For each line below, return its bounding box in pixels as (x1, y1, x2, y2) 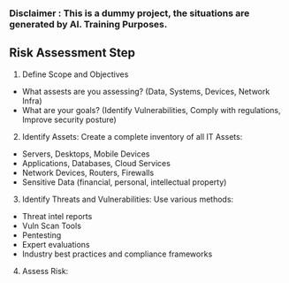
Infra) (21, 96, 42, 106)
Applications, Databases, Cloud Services (21, 157, 171, 168)
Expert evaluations (21, 239, 90, 249)
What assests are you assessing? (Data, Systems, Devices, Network (21, 86, 270, 96)
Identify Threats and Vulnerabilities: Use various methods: (21, 194, 234, 204)
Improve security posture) (21, 114, 117, 125)
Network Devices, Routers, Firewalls (21, 167, 155, 178)
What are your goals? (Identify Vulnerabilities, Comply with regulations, (21, 104, 281, 115)
